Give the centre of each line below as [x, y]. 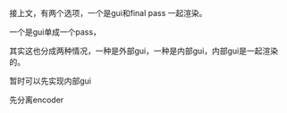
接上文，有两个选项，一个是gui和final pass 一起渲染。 [108, 13]
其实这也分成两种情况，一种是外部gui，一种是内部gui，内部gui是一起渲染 [144, 51]
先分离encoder [37, 100]
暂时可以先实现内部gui [51, 81]
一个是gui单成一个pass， [55, 32]
